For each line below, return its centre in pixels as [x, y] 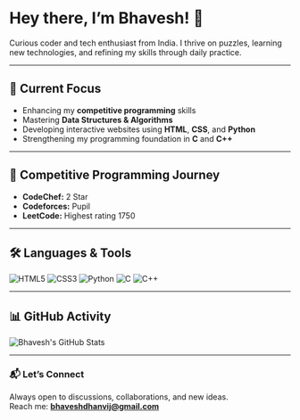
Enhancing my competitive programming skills [109, 110]
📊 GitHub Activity [60, 316]
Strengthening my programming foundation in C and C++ [127, 138]
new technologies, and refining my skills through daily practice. [126, 52]
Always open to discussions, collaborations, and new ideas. [119, 397]
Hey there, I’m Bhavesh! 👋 [106, 18]
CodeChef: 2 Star [55, 196]
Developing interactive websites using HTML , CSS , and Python [139, 129]
